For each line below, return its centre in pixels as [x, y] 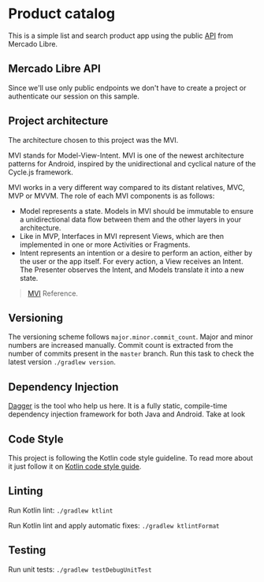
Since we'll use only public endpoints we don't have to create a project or [127, 88]
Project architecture [58, 121]
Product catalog [62, 14]
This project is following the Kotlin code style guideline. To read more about [131, 458]
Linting [26, 491]
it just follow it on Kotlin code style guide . [75, 466]
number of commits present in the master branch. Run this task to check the [131, 354]
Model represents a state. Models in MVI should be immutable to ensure [136, 211]
